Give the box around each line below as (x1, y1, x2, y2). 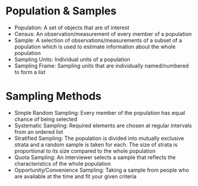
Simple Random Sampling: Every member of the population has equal (14, 109, 185, 116)
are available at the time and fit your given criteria (14, 172, 137, 180)
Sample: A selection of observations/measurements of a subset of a (14, 36, 182, 44)
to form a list (14, 68, 45, 75)
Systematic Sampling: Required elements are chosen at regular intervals (14, 121, 192, 129)
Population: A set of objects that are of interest (14, 24, 130, 31)
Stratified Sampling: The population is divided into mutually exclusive (14, 135, 184, 142)
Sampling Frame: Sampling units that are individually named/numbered (14, 62, 189, 69)
